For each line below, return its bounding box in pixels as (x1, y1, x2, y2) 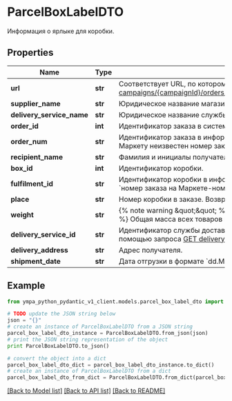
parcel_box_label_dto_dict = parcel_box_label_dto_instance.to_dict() (7, 361, 215, 369)
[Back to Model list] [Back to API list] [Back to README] (7, 387, 166, 395)
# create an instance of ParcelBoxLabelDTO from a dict (7, 368, 171, 375)
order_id (10, 121, 39, 131)
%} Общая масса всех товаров (118, 214, 223, 224)
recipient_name (10, 152, 64, 162)
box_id (10, 163, 33, 173)
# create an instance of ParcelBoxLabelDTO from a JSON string (7, 323, 193, 331)
